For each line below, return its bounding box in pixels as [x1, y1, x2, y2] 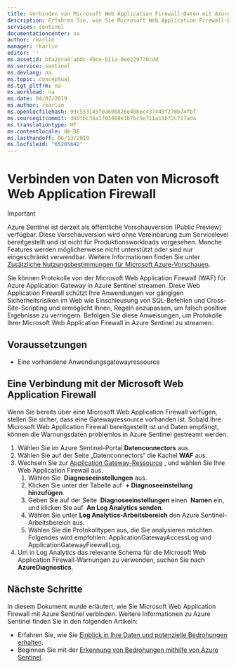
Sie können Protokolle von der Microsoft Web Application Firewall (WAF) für [7, 274, 226, 282]
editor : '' [7, 50, 39, 57]
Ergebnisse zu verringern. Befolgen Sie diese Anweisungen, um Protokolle [7, 311, 223, 320]
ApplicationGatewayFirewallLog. [27, 540, 122, 549]
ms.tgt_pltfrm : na [7, 82, 61, 89]
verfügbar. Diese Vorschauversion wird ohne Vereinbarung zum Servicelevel [7, 230, 229, 239]
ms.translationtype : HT [7, 121, 77, 129]
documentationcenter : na [7, 30, 80, 37]
